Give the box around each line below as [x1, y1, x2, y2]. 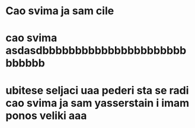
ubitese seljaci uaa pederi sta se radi [5, 84, 189, 97]
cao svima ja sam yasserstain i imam [5, 96, 190, 110]
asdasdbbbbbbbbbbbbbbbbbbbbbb [5, 44, 187, 57]
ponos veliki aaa [5, 108, 87, 122]
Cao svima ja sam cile [5, 4, 114, 18]
